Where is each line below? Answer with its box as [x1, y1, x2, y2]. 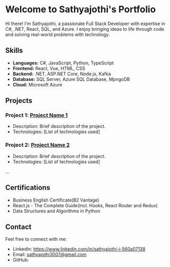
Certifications [5, 183, 51, 192]
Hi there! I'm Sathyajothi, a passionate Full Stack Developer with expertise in [5, 20, 165, 27]
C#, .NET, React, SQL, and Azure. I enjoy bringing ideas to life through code [5, 26, 164, 32]
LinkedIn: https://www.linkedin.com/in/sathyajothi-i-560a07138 [12, 246, 145, 252]
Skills [5, 46, 23, 55]
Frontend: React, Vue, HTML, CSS [12, 65, 85, 71]
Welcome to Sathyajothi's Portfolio [5, 4, 156, 15]
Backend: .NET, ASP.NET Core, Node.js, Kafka [12, 71, 111, 77]
